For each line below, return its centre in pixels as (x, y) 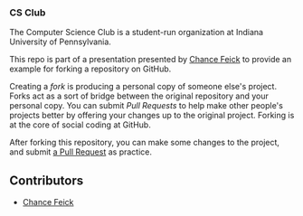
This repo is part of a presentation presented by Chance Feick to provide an (151, 60)
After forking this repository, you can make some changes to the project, (145, 143)
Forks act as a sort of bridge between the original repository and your (139, 96)
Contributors (47, 180)
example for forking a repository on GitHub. (90, 69)
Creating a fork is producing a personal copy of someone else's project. (143, 87)
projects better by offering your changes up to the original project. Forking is (152, 116)
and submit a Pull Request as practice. (80, 152)
